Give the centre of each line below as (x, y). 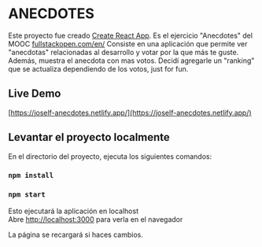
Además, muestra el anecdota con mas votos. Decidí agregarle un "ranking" (131, 61)
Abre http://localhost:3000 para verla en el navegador (96, 219)
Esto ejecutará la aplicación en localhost (74, 211)
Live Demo (35, 94)
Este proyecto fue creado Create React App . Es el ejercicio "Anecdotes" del (131, 35)
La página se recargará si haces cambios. (76, 234)
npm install (31, 175)
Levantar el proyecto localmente (89, 137)
